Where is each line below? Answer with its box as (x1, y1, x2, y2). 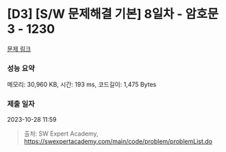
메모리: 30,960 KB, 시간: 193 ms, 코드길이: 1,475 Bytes (7, 80, 157, 89)
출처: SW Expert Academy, (23, 129, 99, 138)
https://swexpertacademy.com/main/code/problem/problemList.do (23, 137, 213, 145)
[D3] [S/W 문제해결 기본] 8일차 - (7, 6, 183, 22)
